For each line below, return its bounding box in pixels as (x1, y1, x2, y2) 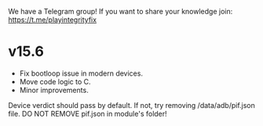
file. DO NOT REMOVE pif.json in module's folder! (8, 109, 167, 118)
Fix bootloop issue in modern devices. (19, 69, 144, 78)
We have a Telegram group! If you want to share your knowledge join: (8, 7, 233, 16)
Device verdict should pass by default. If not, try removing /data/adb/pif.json (8, 100, 255, 109)
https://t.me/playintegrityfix (8, 15, 97, 24)
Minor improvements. (19, 85, 89, 94)
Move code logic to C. (19, 76, 92, 86)
